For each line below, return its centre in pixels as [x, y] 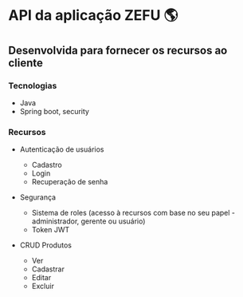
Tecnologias [33, 85]
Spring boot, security [55, 111]
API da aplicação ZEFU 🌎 [93, 16]
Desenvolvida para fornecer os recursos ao [118, 50]
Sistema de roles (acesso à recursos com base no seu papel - [133, 213]
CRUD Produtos [45, 245]
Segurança [38, 197]
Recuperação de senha [70, 182]
